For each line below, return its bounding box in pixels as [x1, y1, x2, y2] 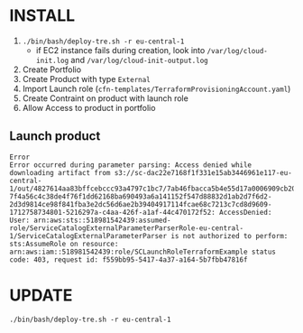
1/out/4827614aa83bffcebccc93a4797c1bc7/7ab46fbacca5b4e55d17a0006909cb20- [9, 184, 300, 193]
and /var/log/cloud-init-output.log [70, 54, 209, 65]
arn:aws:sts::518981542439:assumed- [32, 216, 171, 225]
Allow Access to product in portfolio [22, 102, 156, 113]
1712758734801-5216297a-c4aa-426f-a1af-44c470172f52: [9, 208, 216, 217]
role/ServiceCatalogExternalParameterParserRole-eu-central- [9, 223, 244, 233]
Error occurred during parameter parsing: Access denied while [9, 160, 252, 170]
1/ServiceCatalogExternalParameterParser [9, 231, 168, 240]
